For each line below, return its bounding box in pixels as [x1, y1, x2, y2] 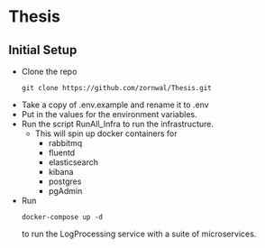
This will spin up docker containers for [34, 128, 178, 139]
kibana [48, 167, 74, 177]
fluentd [48, 147, 76, 158]
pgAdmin [48, 186, 83, 196]
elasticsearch [48, 157, 99, 168]
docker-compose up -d [21, 213, 103, 222]
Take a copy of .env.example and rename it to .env [21, 99, 209, 110]
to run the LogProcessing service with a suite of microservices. [21, 228, 257, 239]
